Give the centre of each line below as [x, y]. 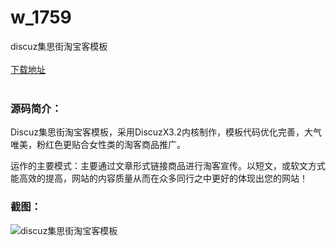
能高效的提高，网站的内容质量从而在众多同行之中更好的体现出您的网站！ [159, 178]
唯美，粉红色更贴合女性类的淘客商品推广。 [98, 145]
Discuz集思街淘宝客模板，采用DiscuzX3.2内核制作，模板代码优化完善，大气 [166, 132]
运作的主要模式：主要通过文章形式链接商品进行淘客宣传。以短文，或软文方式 [168, 166]
